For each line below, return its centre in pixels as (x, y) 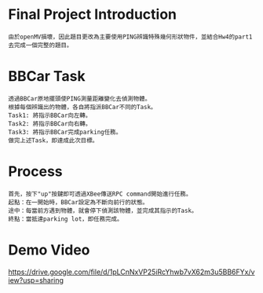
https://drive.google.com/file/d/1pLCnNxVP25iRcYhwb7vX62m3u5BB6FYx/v (131, 272)
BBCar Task (47, 77)
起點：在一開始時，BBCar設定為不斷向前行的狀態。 (79, 202)
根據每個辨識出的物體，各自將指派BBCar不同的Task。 (82, 107)
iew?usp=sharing (36, 280)
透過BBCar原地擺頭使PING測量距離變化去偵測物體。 (80, 99)
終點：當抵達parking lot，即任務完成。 (66, 219)
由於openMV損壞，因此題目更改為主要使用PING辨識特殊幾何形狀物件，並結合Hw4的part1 (130, 37)
